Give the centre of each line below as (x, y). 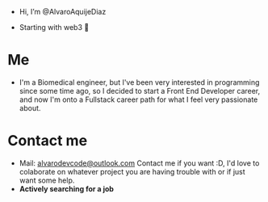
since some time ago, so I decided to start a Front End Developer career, (140, 90)
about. (30, 107)
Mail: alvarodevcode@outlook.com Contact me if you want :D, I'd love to (139, 163)
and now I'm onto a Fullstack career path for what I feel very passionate (138, 99)
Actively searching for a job (67, 188)
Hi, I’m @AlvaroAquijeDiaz (63, 12)
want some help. (47, 180)
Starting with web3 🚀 (54, 27)
